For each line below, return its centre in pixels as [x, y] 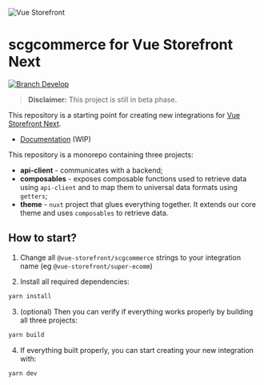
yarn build [26, 334]
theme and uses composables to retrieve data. [94, 213]
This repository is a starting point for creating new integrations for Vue [124, 115]
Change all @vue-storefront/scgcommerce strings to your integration [130, 257]
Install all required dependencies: [74, 282]
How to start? [43, 238]
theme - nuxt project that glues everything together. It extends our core [138, 204]
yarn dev [23, 373]
